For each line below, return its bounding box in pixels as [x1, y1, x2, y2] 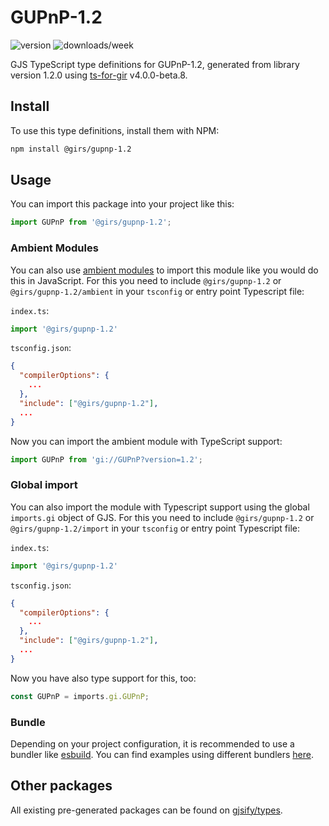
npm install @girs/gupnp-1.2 [10, 144, 132, 154]
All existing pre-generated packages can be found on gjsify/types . [10, 804, 283, 816]
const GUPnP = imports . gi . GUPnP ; [10, 691, 150, 701]
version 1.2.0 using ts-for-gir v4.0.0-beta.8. [10, 69, 188, 81]
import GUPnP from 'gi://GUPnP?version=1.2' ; [10, 454, 203, 465]
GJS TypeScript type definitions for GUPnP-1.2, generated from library [10, 58, 300, 70]
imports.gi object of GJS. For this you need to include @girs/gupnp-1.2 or [10, 511, 315, 523]
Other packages [10, 777, 113, 795]
